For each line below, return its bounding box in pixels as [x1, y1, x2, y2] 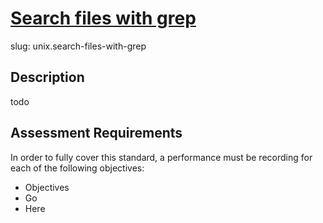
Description [10, 69, 85, 86]
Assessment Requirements [10, 125, 183, 142]
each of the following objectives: [10, 162, 145, 174]
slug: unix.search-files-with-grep [10, 40, 147, 52]
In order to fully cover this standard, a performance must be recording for [10, 151, 313, 163]
